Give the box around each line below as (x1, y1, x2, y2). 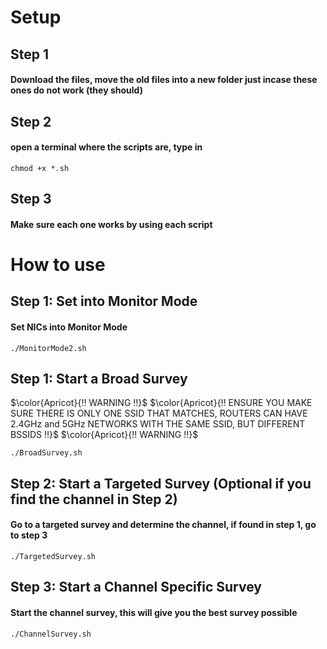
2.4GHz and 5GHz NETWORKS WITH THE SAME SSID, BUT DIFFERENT (10, 418, 306, 430)
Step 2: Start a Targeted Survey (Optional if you (10, 475, 312, 492)
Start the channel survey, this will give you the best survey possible (10, 606, 298, 618)
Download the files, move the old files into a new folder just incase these (10, 74, 318, 86)
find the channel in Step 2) (10, 491, 178, 508)
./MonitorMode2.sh (10, 343, 87, 353)
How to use (10, 253, 106, 276)
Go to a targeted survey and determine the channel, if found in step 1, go (10, 519, 317, 531)
